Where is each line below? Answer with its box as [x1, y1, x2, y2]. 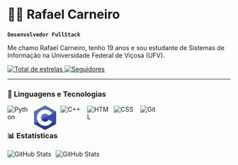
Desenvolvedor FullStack [7, 31, 81, 38]
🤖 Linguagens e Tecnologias [7, 89, 106, 98]
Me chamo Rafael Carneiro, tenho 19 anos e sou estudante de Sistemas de [7, 43, 225, 52]
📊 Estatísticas [7, 131, 58, 141]
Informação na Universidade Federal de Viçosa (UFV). [7, 51, 165, 59]
